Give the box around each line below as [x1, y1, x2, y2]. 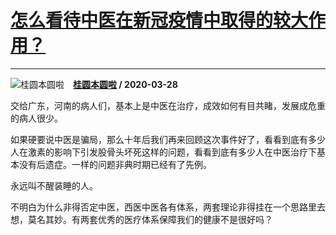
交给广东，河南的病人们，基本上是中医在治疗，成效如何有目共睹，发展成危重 [10, 99, 326, 111]
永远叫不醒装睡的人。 [10, 179, 98, 191]
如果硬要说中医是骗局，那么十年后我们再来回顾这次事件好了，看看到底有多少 [10, 133, 326, 145]
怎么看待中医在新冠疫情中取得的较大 [10, 9, 309, 32]
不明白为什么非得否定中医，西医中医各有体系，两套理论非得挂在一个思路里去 [10, 201, 326, 213]
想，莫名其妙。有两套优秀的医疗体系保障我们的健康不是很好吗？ [10, 213, 273, 225]
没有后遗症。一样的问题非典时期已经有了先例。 [18, 158, 212, 170]
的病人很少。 [10, 112, 63, 124]
